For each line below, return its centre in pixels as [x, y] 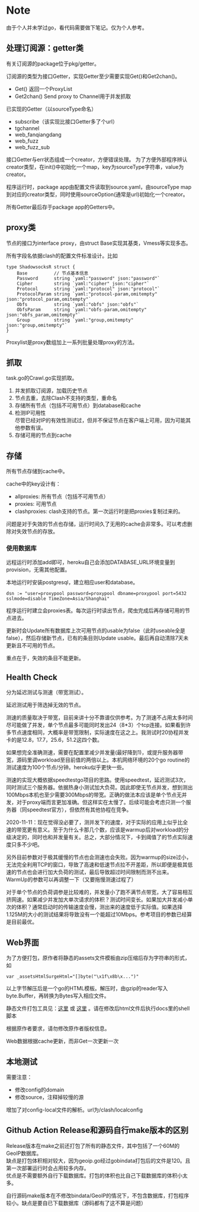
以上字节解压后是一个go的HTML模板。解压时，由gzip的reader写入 [87, 989]
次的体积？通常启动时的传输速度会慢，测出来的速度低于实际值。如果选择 [94, 907]
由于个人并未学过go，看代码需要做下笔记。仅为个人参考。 [77, 27]
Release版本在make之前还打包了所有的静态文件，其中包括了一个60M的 [93, 1145]
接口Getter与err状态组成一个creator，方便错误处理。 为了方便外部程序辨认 [97, 159]
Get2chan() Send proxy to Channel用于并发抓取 [73, 96]
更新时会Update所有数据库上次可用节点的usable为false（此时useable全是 [96, 631]
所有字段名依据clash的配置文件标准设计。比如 [62, 256]
